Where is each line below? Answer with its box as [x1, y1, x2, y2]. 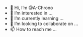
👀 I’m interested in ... [10, 10, 53, 16]
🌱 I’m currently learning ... [10, 15, 64, 21]
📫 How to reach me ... [10, 26, 57, 32]
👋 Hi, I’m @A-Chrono [10, 5, 53, 10]
